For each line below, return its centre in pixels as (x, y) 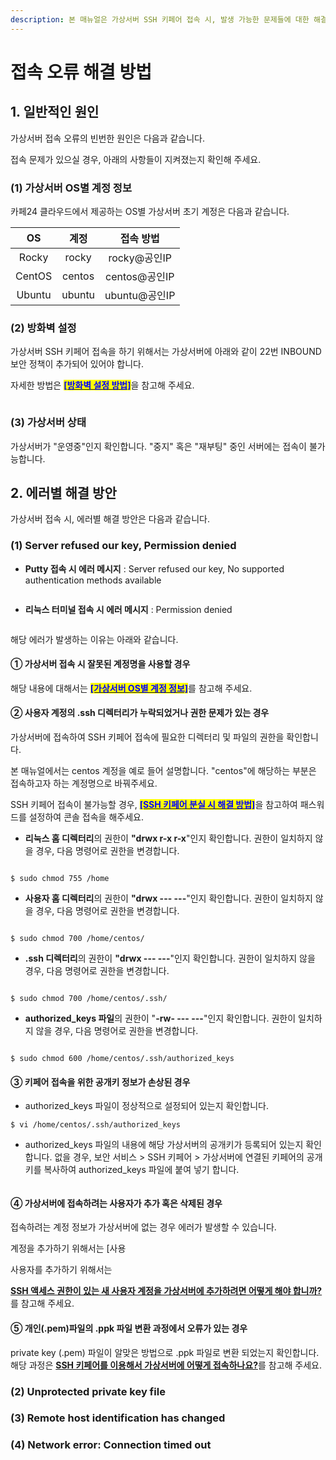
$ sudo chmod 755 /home (60, 879)
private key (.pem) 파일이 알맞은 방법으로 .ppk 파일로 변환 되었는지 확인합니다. (165, 1352)
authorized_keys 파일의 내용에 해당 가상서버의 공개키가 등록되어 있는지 (164, 1145)
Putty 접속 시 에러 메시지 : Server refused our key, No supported (154, 568)
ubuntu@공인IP (140, 295)
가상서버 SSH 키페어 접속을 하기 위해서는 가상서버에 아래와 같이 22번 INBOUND (166, 352)
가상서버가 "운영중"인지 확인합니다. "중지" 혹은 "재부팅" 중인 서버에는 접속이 (158, 446)
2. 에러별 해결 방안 (63, 492)
